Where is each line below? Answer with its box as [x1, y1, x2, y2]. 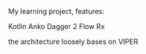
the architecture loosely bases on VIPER [8, 37, 138, 46]
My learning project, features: [8, 7, 105, 16]
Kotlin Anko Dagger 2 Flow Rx [8, 22, 105, 31]
